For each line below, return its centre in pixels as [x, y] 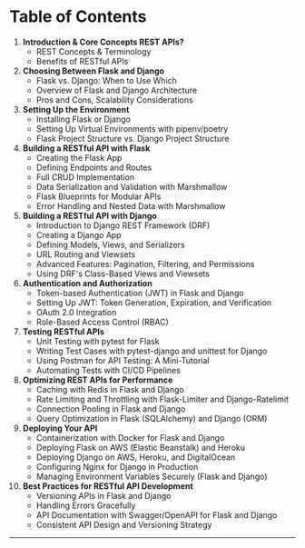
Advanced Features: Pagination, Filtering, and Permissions [145, 264]
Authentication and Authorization [87, 283]
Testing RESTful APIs [63, 331]
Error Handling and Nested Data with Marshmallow [131, 205]
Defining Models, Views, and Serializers [110, 244]
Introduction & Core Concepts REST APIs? [103, 42]
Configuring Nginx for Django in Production [117, 466]
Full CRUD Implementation [85, 177]
